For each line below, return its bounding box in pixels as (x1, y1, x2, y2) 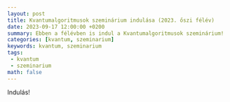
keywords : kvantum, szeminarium (7, 43, 102, 50)
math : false (7, 68, 42, 75)
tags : (7, 50, 23, 57)
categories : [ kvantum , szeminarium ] (7, 36, 114, 43)
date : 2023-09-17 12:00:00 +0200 (7, 23, 105, 30)
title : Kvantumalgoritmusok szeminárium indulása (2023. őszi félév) (7, 17, 215, 24)
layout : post (7, 10, 46, 17)
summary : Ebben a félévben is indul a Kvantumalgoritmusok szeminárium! (7, 29, 224, 37)
